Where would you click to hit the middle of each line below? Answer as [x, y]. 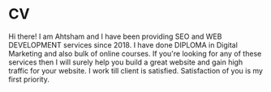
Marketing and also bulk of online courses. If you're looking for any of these [135, 53]
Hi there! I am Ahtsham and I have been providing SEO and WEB [115, 36]
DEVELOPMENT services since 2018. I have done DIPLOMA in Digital [123, 44]
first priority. [29, 79]
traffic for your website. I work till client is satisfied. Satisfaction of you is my [136, 70]
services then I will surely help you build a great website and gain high [126, 62]
